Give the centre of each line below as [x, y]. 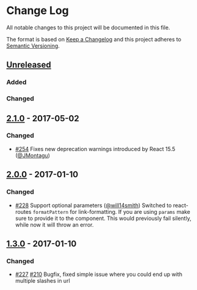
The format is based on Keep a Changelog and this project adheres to [94, 39]
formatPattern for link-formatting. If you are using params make [112, 211]
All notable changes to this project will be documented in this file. [88, 27]
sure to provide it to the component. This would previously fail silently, [103, 218]
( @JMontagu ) [33, 155]
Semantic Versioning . [33, 46]
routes [23, 211]
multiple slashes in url [42, 281]
